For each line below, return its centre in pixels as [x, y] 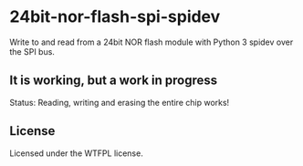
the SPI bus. [32, 51]
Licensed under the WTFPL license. [76, 153]
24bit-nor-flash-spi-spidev [115, 17]
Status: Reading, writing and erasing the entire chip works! [120, 102]
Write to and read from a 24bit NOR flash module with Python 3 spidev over [151, 42]
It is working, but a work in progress [114, 81]
